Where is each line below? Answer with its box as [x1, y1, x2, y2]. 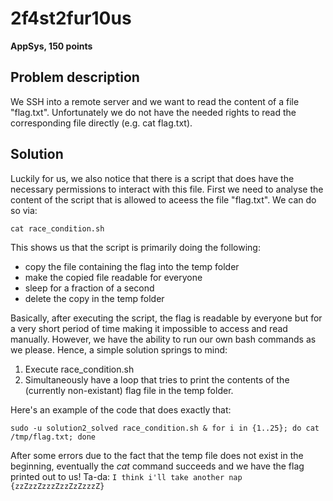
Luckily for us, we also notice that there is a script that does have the [10, 172, 295, 184]
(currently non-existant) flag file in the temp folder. [24, 384, 234, 396]
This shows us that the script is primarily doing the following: [10, 241, 261, 253]
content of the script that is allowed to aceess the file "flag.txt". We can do [10, 193, 317, 206]
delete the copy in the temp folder [24, 292, 165, 304]
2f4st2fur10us [10, 7, 132, 30]
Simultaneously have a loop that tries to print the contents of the [24, 373, 290, 386]
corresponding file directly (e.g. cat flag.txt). [10, 117, 193, 129]
